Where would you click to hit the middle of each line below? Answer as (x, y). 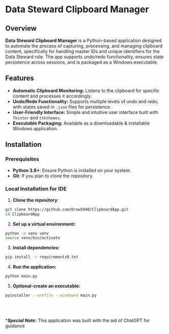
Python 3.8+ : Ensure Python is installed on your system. (72, 170)
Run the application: (35, 267)
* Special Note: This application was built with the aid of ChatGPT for (78, 320)
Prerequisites (22, 159)
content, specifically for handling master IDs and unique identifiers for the (82, 51)
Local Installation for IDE (36, 189)
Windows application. (35, 128)
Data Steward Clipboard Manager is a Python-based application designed (83, 40)
